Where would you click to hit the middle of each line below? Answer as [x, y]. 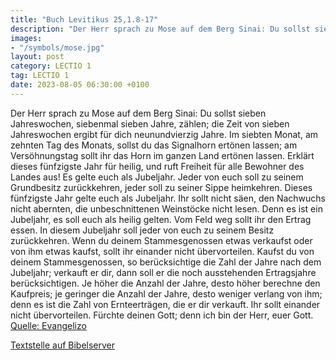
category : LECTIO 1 [51, 66]
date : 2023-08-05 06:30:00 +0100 [80, 85]
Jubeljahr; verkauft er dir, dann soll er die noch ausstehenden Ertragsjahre [163, 272]
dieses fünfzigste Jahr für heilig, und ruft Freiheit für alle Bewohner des [157, 166]
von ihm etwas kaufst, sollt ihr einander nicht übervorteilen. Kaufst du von [162, 251]
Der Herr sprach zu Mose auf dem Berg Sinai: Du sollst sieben [138, 113]
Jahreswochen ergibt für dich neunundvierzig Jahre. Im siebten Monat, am [164, 134]
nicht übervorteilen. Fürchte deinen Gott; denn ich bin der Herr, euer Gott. [162, 315]
